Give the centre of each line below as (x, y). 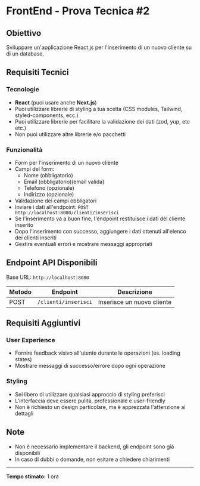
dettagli (24, 413)
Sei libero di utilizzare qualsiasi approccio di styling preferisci (90, 394)
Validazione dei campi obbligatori (56, 201)
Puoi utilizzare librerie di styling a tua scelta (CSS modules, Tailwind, (99, 109)
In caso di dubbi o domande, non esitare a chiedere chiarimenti (92, 459)
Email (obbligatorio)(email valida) (64, 182)
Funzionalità (24, 149)
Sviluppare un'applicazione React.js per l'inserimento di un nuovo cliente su (99, 47)
